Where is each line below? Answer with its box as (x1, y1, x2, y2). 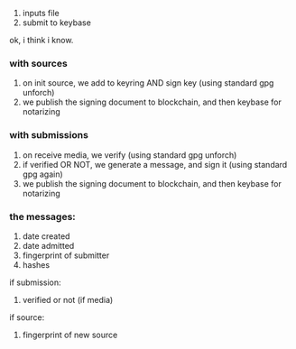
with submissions (9, 129, 88, 142)
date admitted (22, 240, 75, 251)
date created (22, 230, 70, 242)
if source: (9, 311, 45, 323)
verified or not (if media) (22, 294, 114, 305)
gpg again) (22, 169, 63, 179)
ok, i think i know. (9, 35, 74, 45)
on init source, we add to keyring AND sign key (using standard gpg (22, 78, 274, 88)
